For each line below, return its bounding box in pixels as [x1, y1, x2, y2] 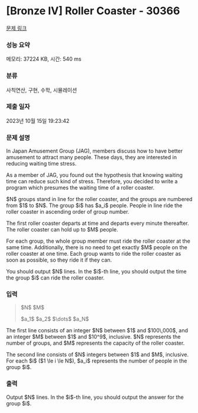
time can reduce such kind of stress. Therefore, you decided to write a [6, 178, 178, 185]
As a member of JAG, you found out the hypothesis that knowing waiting [6, 171, 183, 179]
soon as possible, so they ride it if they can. [6, 256, 112, 263]
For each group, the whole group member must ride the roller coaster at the [6, 237, 190, 244]
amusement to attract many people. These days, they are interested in [6, 154, 177, 161]
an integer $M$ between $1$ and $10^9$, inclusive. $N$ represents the [6, 333, 181, 341]
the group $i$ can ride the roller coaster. [6, 274, 105, 281]
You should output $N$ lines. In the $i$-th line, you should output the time [6, 268, 187, 275]
